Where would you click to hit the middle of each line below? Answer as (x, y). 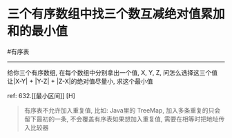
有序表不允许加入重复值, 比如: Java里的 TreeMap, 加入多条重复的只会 (122, 110)
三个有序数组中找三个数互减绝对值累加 (116, 14)
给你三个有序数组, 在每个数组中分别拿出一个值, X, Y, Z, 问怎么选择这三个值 (113, 72)
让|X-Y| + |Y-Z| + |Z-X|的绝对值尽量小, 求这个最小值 (80, 81)
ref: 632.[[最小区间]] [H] (41, 95)
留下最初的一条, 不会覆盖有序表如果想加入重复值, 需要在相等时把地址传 (124, 119)
